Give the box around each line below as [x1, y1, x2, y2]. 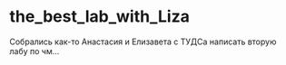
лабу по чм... [9, 45, 60, 56]
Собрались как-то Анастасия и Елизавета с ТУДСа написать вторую [9, 36, 277, 47]
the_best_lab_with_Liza [9, 6, 191, 27]
